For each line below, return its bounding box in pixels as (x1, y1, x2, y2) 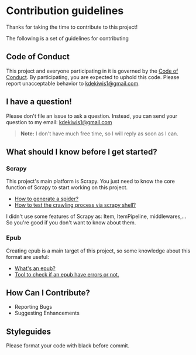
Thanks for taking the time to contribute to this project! (6, 23, 138, 30)
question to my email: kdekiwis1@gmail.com (6, 118, 112, 125)
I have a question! (6, 97, 72, 107)
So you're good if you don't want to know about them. (6, 219, 136, 226)
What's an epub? (14, 265, 56, 272)
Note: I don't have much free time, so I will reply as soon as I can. (20, 130, 178, 137)
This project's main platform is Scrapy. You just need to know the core (6, 177, 176, 185)
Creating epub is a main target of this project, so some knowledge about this (6, 247, 191, 254)
